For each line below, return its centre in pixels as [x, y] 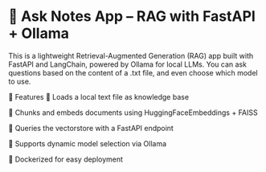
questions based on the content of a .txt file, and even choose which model [133, 72]
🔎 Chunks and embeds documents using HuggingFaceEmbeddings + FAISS [133, 113]
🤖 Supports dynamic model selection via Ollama [88, 143]
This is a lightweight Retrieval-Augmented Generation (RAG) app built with [131, 55]
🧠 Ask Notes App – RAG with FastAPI [132, 16]
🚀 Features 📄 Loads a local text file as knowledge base [99, 96]
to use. [20, 81]
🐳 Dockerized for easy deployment [65, 159]
